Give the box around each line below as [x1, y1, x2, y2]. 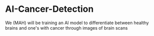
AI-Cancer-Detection [5, 3, 94, 15]
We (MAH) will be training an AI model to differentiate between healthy [5, 20, 149, 26]
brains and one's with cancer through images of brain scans [5, 25, 128, 31]
